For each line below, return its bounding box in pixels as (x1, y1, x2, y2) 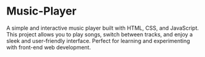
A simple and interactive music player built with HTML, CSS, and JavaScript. (6, 24, 199, 32)
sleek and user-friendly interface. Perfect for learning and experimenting (6, 37, 190, 44)
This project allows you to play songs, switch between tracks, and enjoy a (6, 30, 193, 38)
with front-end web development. (6, 44, 91, 51)
